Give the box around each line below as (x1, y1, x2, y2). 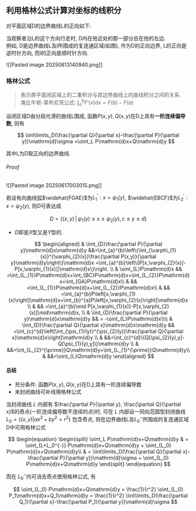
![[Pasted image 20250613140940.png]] (6, 61, 103, 68)
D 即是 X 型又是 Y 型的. (14, 228, 63, 236)
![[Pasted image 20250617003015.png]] (6, 181, 102, 189)
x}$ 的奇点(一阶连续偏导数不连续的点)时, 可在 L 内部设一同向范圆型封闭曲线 (6, 408, 186, 415)
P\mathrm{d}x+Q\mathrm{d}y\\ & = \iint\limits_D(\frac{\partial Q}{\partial (6, 448, 181, 455)
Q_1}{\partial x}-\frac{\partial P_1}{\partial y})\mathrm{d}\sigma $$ (19, 498, 178, 505)
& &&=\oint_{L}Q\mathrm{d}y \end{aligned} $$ (42, 353, 154, 360)
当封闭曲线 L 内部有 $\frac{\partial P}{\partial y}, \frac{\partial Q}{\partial (6, 401, 181, 408)
